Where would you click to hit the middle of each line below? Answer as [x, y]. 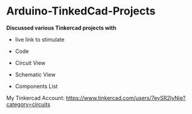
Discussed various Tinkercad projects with [61, 28]
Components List [36, 86]
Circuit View [30, 63]
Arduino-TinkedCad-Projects [81, 11]
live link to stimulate [40, 39]
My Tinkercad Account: [35, 98]
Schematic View [35, 74]
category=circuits [28, 104]
